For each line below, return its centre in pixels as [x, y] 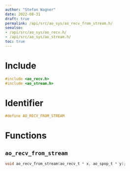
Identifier [24, 103]
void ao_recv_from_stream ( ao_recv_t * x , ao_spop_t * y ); [65, 164]
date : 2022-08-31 [23, 14]
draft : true [17, 19]
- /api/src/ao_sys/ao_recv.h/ [36, 32]
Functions [26, 136]
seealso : [14, 28]
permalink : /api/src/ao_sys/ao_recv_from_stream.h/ [59, 23]
